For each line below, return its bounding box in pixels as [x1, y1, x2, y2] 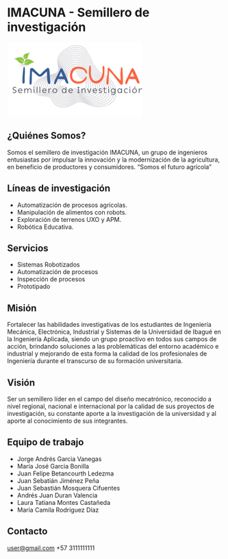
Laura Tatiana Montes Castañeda [16, 498, 111, 506]
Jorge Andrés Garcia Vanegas [16, 454, 102, 463]
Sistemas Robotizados [16, 260, 80, 269]
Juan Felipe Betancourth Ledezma [16, 469, 114, 477]
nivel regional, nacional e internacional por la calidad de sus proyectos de [7, 402, 214, 410]
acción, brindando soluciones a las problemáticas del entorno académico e [7, 343, 219, 351]
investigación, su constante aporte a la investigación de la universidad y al [7, 410, 217, 417]
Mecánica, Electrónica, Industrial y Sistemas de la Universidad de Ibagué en [7, 327, 221, 336]
